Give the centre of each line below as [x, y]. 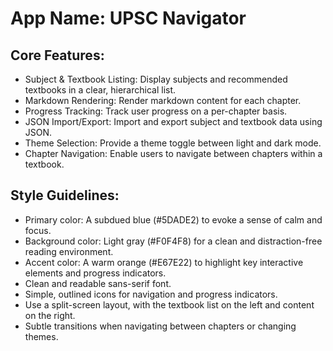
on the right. [50, 315]
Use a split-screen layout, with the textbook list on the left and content [169, 304]
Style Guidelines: [65, 195]
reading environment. [69, 251]
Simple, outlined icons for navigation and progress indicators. [151, 294]
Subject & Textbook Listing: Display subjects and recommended [156, 79]
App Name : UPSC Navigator [128, 18]
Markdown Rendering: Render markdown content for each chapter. [163, 100]
